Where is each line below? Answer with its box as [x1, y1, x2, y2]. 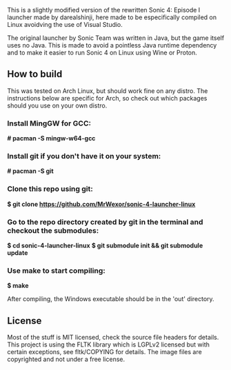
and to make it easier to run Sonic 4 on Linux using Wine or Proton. [7, 48, 198, 56]
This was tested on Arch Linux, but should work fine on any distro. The [7, 86, 208, 95]
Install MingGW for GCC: [7, 119, 92, 128]
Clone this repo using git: [7, 184, 93, 194]
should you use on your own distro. [7, 101, 108, 110]
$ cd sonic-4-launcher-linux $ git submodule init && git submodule [7, 241, 203, 249]
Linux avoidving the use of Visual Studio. [7, 21, 123, 28]
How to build [7, 68, 63, 80]
